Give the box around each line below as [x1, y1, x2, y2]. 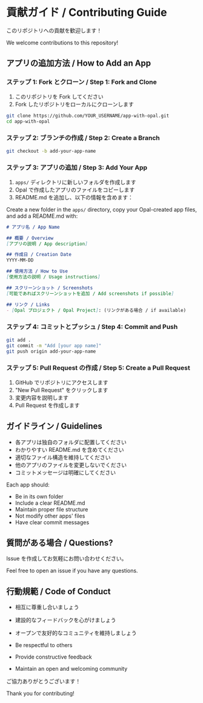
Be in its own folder [15, 493, 64, 500]
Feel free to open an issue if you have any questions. [6, 567, 138, 575]
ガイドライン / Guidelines [6, 421, 103, 432]
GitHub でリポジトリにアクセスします [15, 378, 108, 386]
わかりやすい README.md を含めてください [15, 446, 124, 453]
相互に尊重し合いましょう [15, 603, 79, 611]
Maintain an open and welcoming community [15, 665, 128, 673]
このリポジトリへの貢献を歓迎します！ [6, 27, 102, 34]
